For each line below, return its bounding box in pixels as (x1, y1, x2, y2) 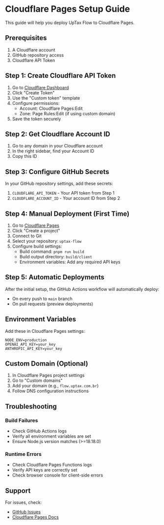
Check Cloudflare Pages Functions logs (12, 462, 92, 468)
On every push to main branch (12, 296, 72, 301)
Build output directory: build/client (19, 254, 93, 259)
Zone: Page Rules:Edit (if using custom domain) (19, 110, 116, 116)
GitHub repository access (12, 52, 64, 58)
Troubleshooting (5, 402, 57, 410)
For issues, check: (5, 500, 42, 505)
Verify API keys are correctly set (12, 467, 77, 473)
